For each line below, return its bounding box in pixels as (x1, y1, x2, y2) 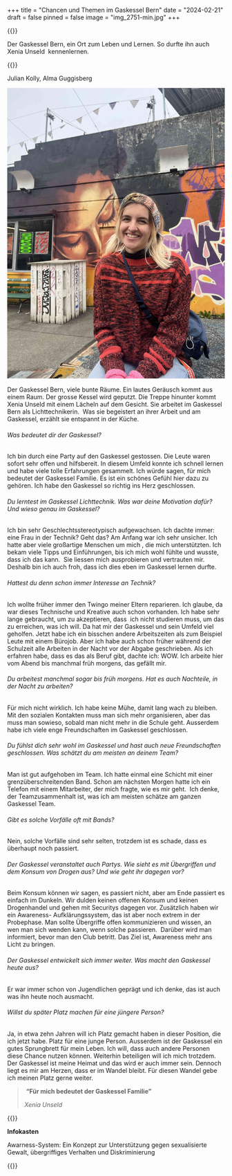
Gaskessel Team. (7, 800, 56, 808)
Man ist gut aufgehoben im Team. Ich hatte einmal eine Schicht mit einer (7, 771, 213, 779)
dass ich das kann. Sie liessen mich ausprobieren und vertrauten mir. (7, 555, 205, 564)
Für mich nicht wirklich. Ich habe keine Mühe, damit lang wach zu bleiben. (7, 704, 217, 712)
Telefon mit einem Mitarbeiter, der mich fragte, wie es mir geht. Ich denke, (7, 785, 220, 793)
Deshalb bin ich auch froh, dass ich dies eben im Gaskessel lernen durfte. (7, 563, 217, 571)
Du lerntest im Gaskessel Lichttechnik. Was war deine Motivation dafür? (7, 497, 213, 506)
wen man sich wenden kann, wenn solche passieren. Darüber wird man (7, 926, 212, 934)
